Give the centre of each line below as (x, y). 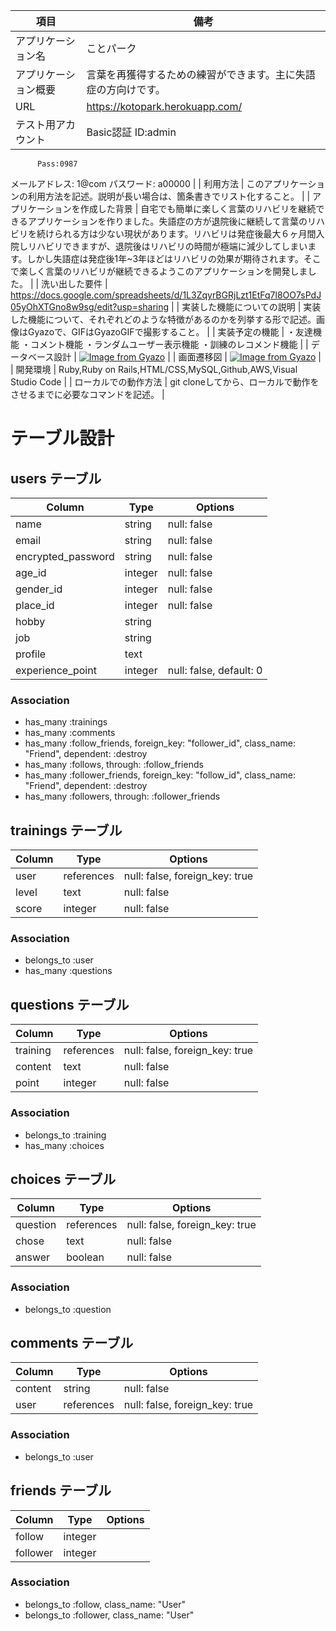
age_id (31, 572)
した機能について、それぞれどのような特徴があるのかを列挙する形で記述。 (163, 319)
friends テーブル (61, 1490)
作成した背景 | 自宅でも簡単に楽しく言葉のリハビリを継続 (198, 208)
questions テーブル (70, 1004)
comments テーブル (72, 1343)
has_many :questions (68, 971)
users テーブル (56, 478)
